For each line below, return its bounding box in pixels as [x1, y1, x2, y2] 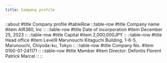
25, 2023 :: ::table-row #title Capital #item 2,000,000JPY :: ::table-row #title [5, 31, 162, 37]
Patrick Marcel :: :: [5, 53, 43, 59]
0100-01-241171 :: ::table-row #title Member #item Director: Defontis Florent [5, 47, 161, 53]
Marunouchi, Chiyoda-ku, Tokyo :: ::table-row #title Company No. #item [5, 42, 154, 48]
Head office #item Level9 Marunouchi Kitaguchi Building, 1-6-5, [5, 37, 137, 43]
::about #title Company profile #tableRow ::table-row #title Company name [5, 21, 160, 27]
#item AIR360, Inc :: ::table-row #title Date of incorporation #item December [5, 26, 162, 32]
